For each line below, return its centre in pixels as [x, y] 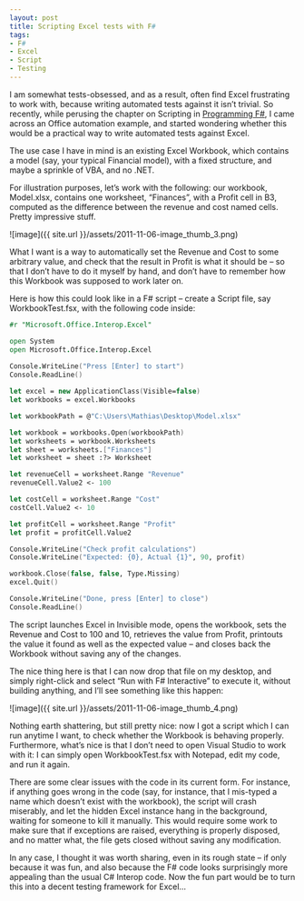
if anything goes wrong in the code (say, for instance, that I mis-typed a [143, 791]
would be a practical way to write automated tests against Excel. [129, 133]
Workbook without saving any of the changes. [95, 653]
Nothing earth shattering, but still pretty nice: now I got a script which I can [149, 726]
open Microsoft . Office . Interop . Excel [81, 350]
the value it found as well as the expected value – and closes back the [140, 644]
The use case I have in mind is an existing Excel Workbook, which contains [149, 150]
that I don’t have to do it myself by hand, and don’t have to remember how [147, 271]
